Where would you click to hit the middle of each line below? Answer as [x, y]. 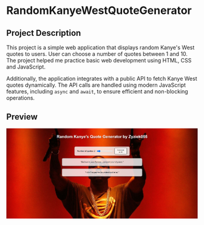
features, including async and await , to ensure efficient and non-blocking [97, 91]
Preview [22, 117]
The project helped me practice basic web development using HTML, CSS [99, 60]
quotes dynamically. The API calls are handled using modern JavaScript [96, 85]
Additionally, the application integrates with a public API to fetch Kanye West [102, 79]
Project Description [44, 33]
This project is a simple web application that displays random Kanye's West [100, 47]
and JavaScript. [26, 67]
